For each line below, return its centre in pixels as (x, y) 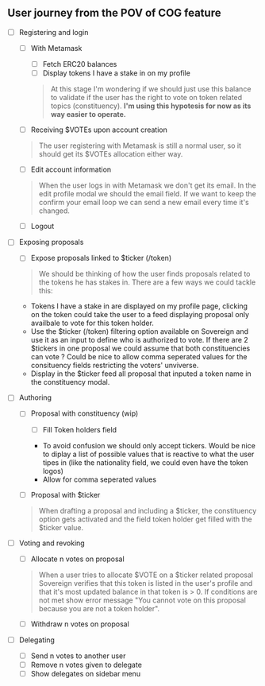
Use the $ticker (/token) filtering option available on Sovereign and (140, 331)
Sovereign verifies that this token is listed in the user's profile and (146, 583)
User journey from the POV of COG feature (114, 13)
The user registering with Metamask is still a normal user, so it (140, 145)
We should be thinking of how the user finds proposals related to (144, 274)
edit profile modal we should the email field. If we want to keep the (148, 194)
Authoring (35, 397)
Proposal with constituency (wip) (84, 413)
